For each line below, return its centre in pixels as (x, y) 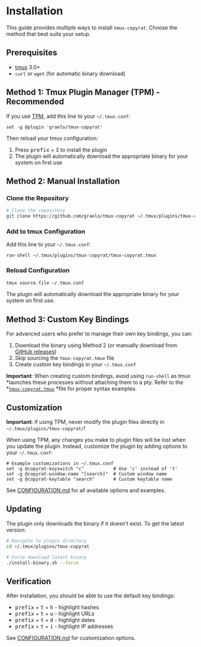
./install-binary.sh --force (42, 563)
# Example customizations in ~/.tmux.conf (60, 464)
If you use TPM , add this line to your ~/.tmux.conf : (68, 116)
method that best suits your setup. (48, 33)
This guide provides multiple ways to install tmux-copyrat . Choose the (92, 28)
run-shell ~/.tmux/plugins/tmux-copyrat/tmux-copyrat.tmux (81, 255)
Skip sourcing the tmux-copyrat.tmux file (65, 358)
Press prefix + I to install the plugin (61, 149)
